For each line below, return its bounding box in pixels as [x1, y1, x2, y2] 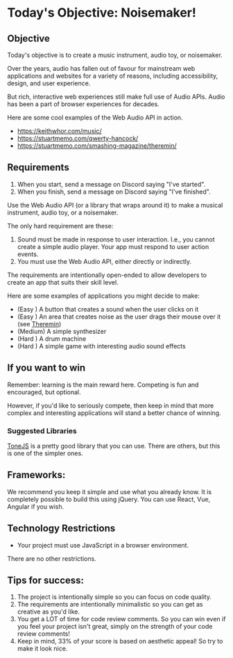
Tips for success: [7, 574, 85, 586]
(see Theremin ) [17, 319, 62, 328]
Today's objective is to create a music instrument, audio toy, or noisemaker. [7, 51, 223, 59]
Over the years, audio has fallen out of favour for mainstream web [7, 65, 196, 72]
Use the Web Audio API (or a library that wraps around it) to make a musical [7, 201, 223, 209]
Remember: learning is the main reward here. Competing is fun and [7, 380, 199, 389]
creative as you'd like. [17, 607, 80, 616]
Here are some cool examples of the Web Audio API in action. [7, 113, 183, 121]
